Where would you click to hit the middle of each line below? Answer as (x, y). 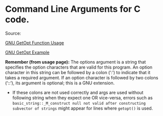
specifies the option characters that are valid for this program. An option (79, 67)
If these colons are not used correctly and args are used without (78, 92)
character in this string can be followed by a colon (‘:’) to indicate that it (78, 72)
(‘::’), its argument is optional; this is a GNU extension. (60, 83)
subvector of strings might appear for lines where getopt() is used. (82, 108)
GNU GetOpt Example (27, 52)
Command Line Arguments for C (73, 9)
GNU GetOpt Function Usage (35, 42)
